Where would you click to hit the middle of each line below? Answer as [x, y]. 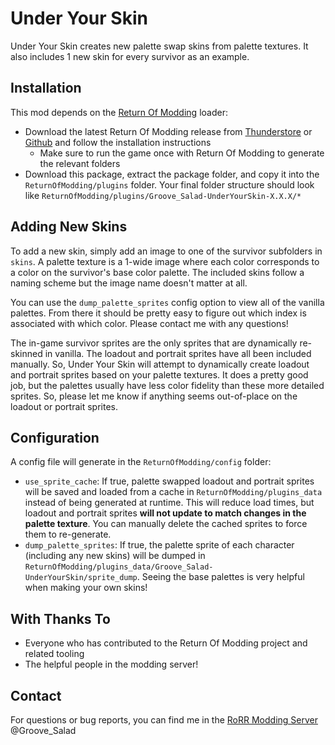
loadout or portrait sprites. [64, 406]
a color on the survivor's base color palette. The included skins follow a [157, 272]
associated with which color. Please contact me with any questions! [149, 323]
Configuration [55, 437]
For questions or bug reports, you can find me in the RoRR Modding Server [164, 720]
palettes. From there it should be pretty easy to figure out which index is [158, 313]
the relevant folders [80, 163]
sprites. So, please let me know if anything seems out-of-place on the [154, 396]
